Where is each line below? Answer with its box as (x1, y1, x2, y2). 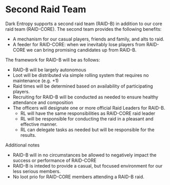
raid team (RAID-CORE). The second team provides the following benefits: (5, 26, 162, 32)
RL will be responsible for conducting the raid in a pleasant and (20, 115, 154, 121)
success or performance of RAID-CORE (12, 157, 97, 163)
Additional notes (5, 142, 40, 148)
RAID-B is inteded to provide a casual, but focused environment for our (12, 162, 163, 169)
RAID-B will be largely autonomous (12, 67, 87, 73)
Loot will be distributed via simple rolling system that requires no (12, 72, 149, 78)
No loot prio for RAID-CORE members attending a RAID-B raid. (12, 173, 144, 180)
